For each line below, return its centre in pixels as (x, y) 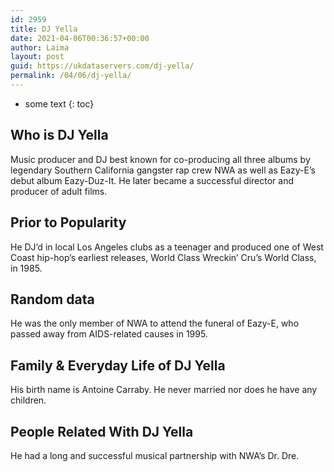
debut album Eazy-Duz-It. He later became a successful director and (152, 180)
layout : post (37, 57)
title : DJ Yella (44, 29)
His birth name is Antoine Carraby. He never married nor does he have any (164, 390)
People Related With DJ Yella (102, 431)
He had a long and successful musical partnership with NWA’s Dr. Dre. (155, 455)
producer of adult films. (59, 191)
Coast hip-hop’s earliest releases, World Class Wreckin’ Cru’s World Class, (163, 257)
